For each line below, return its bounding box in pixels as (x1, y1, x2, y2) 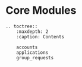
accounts (16, 44, 38, 50)
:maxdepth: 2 (16, 28, 49, 35)
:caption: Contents (16, 33, 65, 39)
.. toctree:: (5, 23, 38, 29)
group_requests (16, 54, 54, 60)
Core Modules (5, 4, 77, 17)
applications (16, 49, 49, 56)
